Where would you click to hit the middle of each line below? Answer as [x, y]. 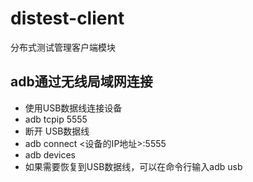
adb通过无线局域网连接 [81, 82]
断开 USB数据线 [57, 131]
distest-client [67, 18]
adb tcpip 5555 [56, 119]
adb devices [50, 154]
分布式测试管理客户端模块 [63, 47]
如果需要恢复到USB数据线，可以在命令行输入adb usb [133, 166]
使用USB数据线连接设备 [73, 108]
